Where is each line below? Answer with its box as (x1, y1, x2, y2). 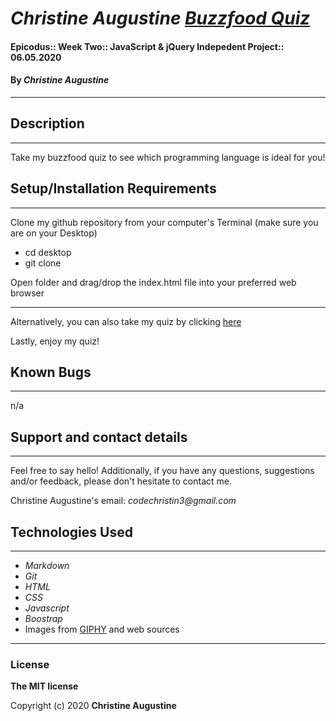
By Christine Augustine (10, 74, 110, 86)
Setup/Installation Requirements (10, 180, 217, 197)
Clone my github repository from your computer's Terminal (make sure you (10, 216, 319, 228)
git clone (24, 257, 62, 269)
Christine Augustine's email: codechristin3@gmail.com (10, 495, 237, 507)
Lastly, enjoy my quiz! (10, 335, 100, 347)
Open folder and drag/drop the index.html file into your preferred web (10, 276, 297, 288)
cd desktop (24, 246, 72, 258)
